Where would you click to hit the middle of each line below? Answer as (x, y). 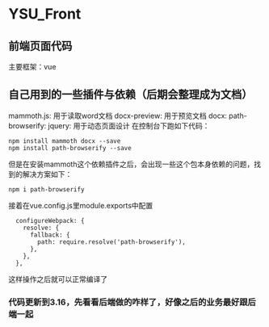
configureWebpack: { (50, 220)
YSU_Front (45, 14)
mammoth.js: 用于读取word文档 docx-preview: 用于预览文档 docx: (118, 115)
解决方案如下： (47, 174)
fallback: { (50, 235)
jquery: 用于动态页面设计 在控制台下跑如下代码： (129, 125)
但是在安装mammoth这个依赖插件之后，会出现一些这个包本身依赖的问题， (131, 164)
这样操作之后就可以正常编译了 (58, 279)
